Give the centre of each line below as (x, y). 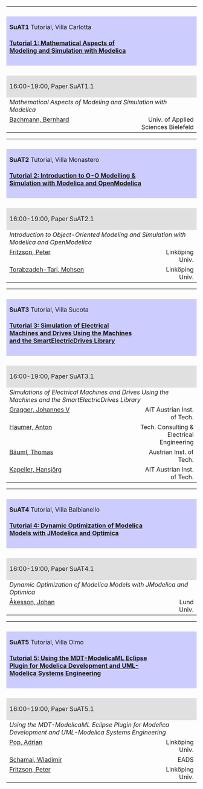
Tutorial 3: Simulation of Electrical (59, 325)
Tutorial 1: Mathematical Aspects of (62, 43)
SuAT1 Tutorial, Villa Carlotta (50, 27)
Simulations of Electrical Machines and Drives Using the (89, 392)
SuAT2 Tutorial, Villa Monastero (54, 160)
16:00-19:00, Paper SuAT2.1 (52, 219)
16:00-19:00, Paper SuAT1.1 (52, 86)
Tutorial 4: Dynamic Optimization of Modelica (76, 525)
